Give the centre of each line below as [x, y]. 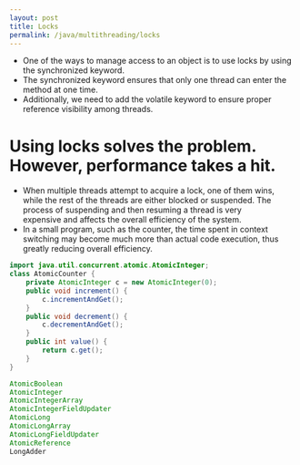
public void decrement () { [77, 316]
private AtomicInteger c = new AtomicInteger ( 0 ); [122, 283]
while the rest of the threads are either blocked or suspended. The [147, 201]
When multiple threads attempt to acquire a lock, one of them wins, [149, 191]
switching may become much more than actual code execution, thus [150, 239]
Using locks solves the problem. [133, 146]
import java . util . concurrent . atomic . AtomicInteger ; [109, 265]
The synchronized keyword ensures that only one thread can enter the [155, 80]
